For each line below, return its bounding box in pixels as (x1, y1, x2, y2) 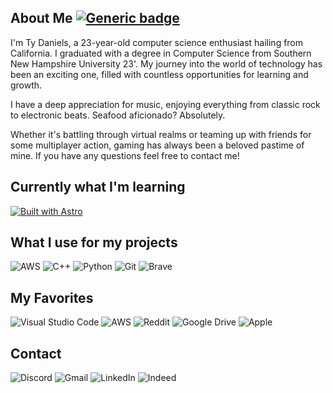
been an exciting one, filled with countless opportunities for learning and (10, 68, 309, 80)
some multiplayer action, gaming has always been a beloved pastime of (10, 139, 305, 151)
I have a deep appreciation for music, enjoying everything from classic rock (10, 98, 321, 110)
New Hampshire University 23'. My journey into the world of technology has (10, 57, 323, 70)
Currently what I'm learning (10, 179, 186, 196)
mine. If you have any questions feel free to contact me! (10, 149, 240, 161)
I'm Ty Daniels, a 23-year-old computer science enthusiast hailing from (10, 36, 304, 48)
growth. (10, 79, 43, 91)
